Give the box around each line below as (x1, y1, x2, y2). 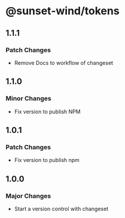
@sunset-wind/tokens (5, 4, 120, 18)
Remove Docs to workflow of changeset (14, 59, 114, 66)
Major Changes (5, 192, 51, 200)
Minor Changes (5, 94, 51, 102)
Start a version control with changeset (14, 205, 109, 212)
